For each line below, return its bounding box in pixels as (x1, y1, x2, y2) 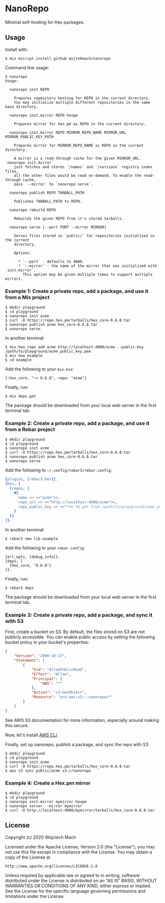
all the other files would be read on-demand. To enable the (14, 173, 141, 178)
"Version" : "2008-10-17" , (14, 653, 67, 659)
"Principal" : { (31, 676, 63, 681)
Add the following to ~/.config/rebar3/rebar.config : (5, 467, 112, 473)
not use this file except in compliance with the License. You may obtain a (5, 849, 152, 855)
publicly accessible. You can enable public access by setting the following (5, 634, 155, 640)
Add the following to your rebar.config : (5, 545, 85, 551)
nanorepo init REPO (9, 87, 50, 92)
